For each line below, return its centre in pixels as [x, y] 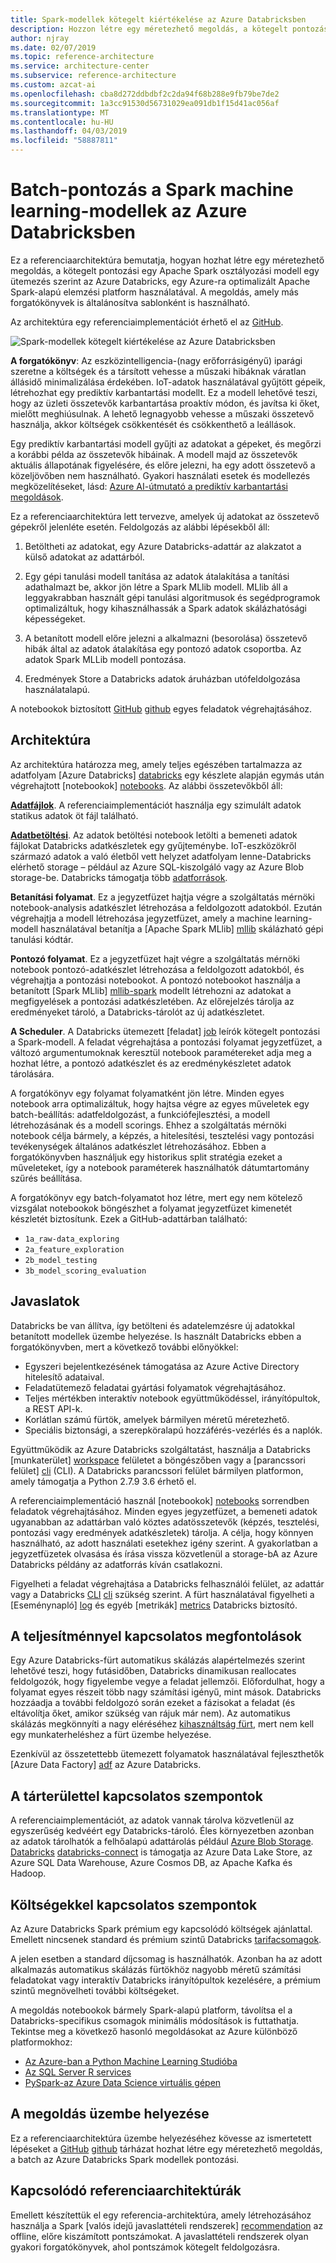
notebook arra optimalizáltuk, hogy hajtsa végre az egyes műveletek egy [160, 1103]
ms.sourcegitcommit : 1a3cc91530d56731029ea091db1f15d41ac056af [145, 103]
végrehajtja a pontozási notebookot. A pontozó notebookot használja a [155, 980]
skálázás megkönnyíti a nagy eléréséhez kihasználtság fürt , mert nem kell [162, 1724]
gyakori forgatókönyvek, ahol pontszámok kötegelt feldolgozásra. [145, 2247]
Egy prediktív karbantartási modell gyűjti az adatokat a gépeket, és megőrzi [166, 443]
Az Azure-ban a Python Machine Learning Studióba [131, 2061]
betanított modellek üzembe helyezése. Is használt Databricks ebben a [156, 1336]
